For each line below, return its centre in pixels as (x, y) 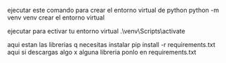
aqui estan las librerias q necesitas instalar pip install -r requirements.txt (111, 44)
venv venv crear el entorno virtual (56, 17)
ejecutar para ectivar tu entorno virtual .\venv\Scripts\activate (97, 31)
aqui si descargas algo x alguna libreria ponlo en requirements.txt (102, 52)
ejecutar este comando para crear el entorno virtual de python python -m (113, 10)
